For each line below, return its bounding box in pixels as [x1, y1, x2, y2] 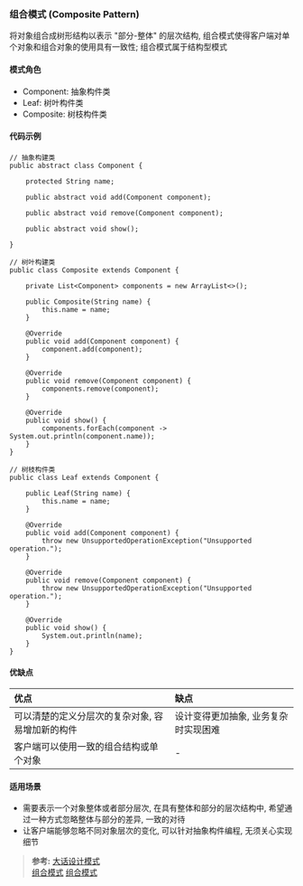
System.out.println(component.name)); [9, 431, 155, 440]
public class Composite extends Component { [9, 265, 179, 275]
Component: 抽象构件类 [22, 86, 111, 97]
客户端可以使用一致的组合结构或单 [14, 740, 160, 752]
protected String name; [25, 176, 115, 186]
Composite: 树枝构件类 [22, 108, 108, 119]
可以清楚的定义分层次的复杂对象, [14, 710, 152, 722]
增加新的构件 [23, 723, 78, 736]
